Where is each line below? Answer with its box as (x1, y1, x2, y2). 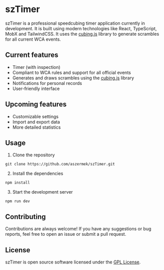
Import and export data (12, 119, 60, 125)
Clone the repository (12, 152, 55, 158)
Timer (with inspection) (12, 64, 61, 70)
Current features (5, 51, 58, 59)
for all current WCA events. (5, 36, 61, 42)
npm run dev (5, 199, 30, 204)
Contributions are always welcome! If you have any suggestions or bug (5, 226, 151, 232)
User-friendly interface (12, 85, 60, 92)
